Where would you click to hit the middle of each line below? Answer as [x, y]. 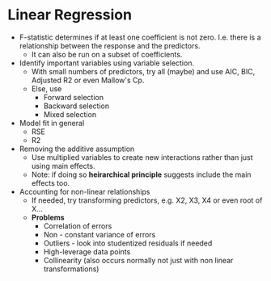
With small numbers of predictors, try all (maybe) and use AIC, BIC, [143, 71]
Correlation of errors [78, 226]
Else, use [47, 88]
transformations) [71, 269]
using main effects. [63, 166]
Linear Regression [70, 15]
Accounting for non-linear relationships [85, 191]
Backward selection [76, 106]
